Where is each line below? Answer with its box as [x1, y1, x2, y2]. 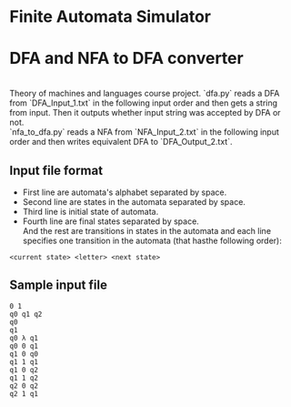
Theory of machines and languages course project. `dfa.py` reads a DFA [9, 88, 280, 99]
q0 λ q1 [9, 333, 39, 342]
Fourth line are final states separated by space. [22, 216, 200, 227]
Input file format [9, 162, 103, 178]
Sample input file [9, 278, 107, 293]
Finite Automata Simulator [9, 6, 212, 27]
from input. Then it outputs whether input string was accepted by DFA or [9, 107, 281, 118]
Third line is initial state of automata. [22, 206, 159, 217]
